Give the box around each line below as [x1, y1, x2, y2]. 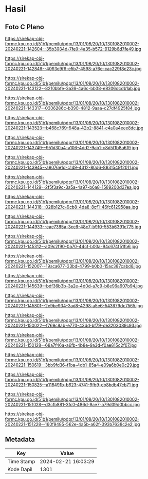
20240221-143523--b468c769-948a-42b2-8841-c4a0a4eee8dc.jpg [5, 125, 144, 131]
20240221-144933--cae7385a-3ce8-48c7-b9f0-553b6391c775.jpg [5, 224, 141, 230]
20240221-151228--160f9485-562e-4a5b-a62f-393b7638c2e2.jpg [5, 422, 140, 427]
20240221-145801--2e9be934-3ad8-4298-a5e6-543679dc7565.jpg [5, 303, 143, 308]
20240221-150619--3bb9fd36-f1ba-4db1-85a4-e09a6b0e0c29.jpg [5, 362, 140, 368]
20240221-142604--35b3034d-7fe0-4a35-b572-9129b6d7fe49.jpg [5, 46, 142, 52]
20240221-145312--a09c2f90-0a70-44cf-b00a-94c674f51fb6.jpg [5, 244, 138, 249]
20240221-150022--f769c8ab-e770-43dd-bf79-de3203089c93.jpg [5, 322, 142, 328]
